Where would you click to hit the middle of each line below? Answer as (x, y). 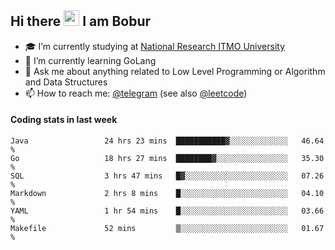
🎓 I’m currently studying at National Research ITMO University (154, 46)
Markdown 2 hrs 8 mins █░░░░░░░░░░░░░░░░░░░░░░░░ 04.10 (167, 194)
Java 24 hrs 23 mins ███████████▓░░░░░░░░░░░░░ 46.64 (167, 141)
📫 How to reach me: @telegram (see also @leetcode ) (136, 93)
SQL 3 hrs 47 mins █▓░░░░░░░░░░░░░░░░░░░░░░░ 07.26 (167, 176)
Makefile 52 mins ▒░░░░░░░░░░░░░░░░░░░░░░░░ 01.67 (167, 229)
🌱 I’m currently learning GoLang (90, 60)
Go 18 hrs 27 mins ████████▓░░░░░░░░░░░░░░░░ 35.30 (167, 159)
